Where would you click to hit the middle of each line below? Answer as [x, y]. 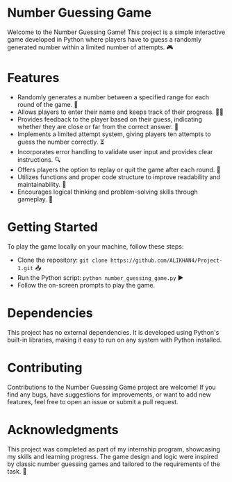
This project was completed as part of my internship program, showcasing [114, 449]
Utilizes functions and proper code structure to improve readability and [119, 177]
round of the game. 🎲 [48, 104]
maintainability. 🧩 [42, 184]
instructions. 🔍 [39, 159]
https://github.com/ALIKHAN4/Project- [166, 260]
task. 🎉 [17, 471]
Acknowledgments [63, 430]
